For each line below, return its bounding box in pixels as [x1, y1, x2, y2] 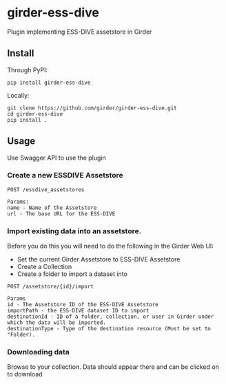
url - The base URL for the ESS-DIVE [7, 210, 116, 217]
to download [7, 370, 43, 378]
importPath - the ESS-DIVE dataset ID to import [7, 308, 150, 314]
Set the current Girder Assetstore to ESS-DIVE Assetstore [17, 255, 181, 264]
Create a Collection [17, 263, 72, 271]
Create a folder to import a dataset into [17, 270, 127, 278]
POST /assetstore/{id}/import [7, 284, 94, 290]
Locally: [7, 91, 30, 99]
